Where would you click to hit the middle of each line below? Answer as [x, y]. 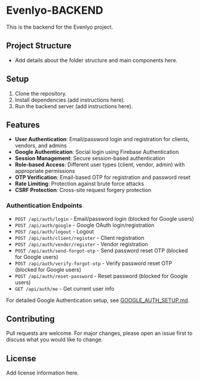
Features [23, 125]
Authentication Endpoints [44, 206]
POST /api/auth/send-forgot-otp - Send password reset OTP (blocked [101, 250]
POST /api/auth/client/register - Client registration [79, 237]
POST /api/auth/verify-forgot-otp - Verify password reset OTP [93, 263]
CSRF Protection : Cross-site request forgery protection [83, 190]
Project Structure [39, 46]
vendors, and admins [41, 146]
